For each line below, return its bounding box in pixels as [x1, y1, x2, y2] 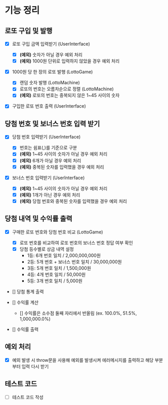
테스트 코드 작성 [12, 394, 44, 400]
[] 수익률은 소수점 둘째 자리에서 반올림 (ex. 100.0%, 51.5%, [19, 310, 137, 316]
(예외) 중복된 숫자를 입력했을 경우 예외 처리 [19, 163, 104, 170]
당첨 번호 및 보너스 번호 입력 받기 [5, 119, 100, 128]
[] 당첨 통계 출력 [12, 288, 44, 294]
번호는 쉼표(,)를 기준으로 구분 [19, 145, 77, 151]
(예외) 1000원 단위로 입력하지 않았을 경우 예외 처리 [19, 58, 120, 64]
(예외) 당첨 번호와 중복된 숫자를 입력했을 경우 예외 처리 [19, 198, 127, 204]
